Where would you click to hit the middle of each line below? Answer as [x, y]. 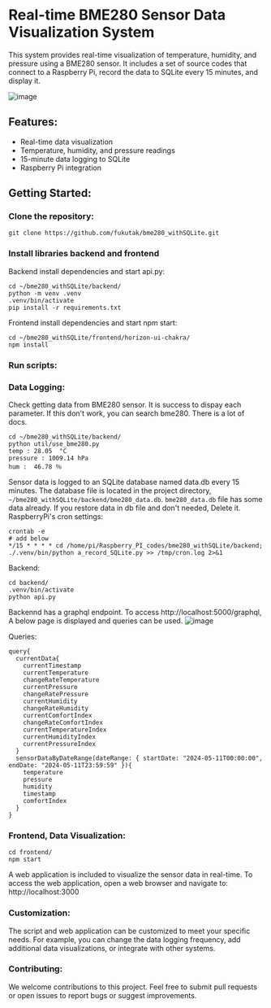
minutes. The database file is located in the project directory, [110, 491]
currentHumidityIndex [59, 737]
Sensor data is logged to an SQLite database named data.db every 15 [124, 482]
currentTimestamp [52, 665]
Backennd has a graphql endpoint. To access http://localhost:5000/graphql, [135, 612]
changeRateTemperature [61, 680]
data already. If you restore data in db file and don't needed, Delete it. [125, 508]
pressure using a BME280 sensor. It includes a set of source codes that [128, 63]
